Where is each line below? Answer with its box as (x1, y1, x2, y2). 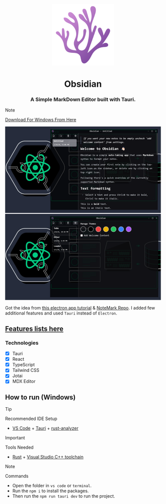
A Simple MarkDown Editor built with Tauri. (30, 96, 136, 103)
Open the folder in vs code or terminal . (12, 483, 92, 489)
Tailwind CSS (12, 367, 40, 373)
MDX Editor (12, 379, 36, 385)
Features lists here (5, 324, 64, 333)
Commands (5, 473, 29, 479)
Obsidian (64, 78, 102, 90)
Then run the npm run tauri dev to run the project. (12, 493, 115, 499)
